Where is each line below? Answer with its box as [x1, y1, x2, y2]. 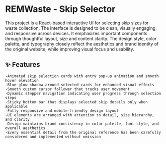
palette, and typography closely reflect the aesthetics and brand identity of [5, 41, 159, 47]
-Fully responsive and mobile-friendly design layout [5, 108, 119, 113]
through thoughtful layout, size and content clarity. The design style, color [5, 36, 157, 42]
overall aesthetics [5, 125, 46, 131]
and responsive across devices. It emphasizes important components [5, 30, 148, 36]
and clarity [5, 117, 30, 122]
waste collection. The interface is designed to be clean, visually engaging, [5, 25, 157, 31]
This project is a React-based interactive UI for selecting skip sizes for [5, 20, 149, 26]
